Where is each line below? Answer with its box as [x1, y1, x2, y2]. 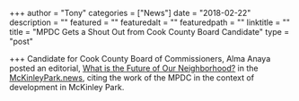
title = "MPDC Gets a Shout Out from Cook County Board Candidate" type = [9, 27, 290, 37]
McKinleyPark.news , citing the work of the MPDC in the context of [9, 72, 254, 83]
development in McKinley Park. [9, 82, 125, 92]
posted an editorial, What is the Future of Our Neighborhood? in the [9, 63, 259, 73]
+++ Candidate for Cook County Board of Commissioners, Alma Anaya [9, 54, 271, 63]
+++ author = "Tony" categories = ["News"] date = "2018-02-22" [9, 8, 251, 18]
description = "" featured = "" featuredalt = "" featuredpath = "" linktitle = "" [9, 17, 290, 28]
